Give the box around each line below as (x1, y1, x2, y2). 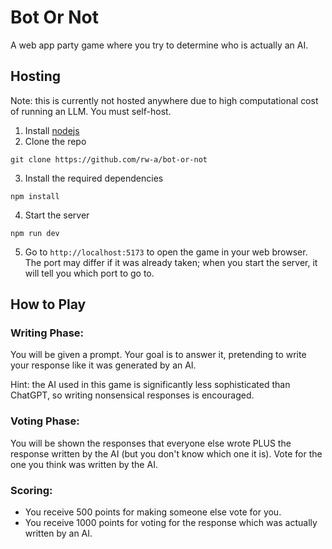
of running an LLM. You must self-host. (10, 105, 172, 117)
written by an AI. (24, 527, 93, 540)
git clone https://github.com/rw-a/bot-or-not (10, 154, 208, 165)
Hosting (10, 68, 62, 85)
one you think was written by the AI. (10, 458, 158, 470)
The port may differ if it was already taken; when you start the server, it (24, 256, 318, 268)
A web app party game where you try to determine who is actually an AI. (10, 39, 309, 51)
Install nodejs (24, 124, 80, 136)
